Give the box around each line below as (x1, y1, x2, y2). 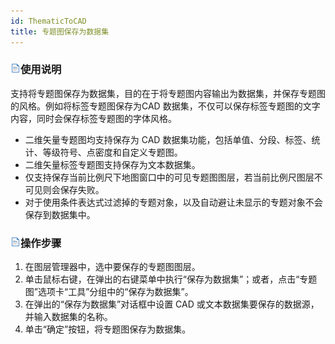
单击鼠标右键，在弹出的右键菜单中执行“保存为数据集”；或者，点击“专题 (24, 273, 318, 285)
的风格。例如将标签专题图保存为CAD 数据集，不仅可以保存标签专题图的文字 (10, 100, 321, 112)
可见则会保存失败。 (24, 183, 105, 195)
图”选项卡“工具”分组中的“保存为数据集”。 (24, 286, 194, 298)
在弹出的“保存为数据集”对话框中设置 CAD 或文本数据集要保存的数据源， (24, 298, 320, 310)
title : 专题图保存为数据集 (10, 26, 110, 37)
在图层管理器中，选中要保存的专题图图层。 (24, 261, 201, 273)
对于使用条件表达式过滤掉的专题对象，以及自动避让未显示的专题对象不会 (24, 196, 323, 208)
